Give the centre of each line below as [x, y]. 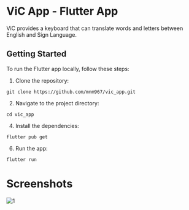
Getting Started [37, 54]
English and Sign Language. [42, 34]
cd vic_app [20, 114]
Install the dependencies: [47, 126]
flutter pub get [27, 137]
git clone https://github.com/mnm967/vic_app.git [71, 92]
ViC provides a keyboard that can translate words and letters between [95, 28]
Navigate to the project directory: [57, 103]
